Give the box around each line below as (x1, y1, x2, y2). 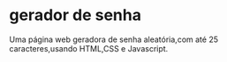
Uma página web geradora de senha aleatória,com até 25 (9, 34, 219, 45)
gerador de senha (9, 5, 141, 25)
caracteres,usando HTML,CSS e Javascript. (9, 43, 169, 53)
